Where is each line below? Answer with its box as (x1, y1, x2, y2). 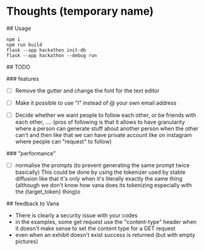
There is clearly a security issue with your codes (15, 212, 138, 219)
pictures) (15, 238, 39, 245)
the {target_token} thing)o (15, 188, 81, 195)
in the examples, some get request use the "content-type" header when (15, 219, 197, 226)
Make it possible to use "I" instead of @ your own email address (15, 99, 177, 107)
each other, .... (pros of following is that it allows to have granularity (15, 118, 185, 126)
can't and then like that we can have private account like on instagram (15, 132, 192, 139)
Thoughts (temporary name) (6, 4, 154, 18)
